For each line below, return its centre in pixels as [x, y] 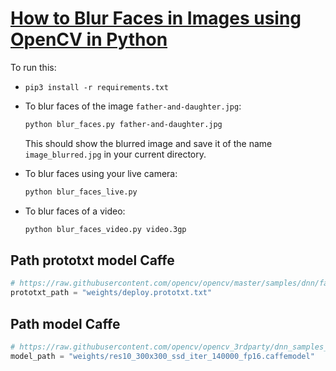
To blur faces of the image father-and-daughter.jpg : [133, 106]
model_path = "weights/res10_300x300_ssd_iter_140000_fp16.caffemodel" [162, 356]
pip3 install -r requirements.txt [96, 87]
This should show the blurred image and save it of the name [148, 143]
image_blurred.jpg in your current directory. [115, 154]
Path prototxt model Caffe [92, 260]
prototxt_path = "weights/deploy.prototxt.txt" [111, 293]
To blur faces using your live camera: [101, 173]
